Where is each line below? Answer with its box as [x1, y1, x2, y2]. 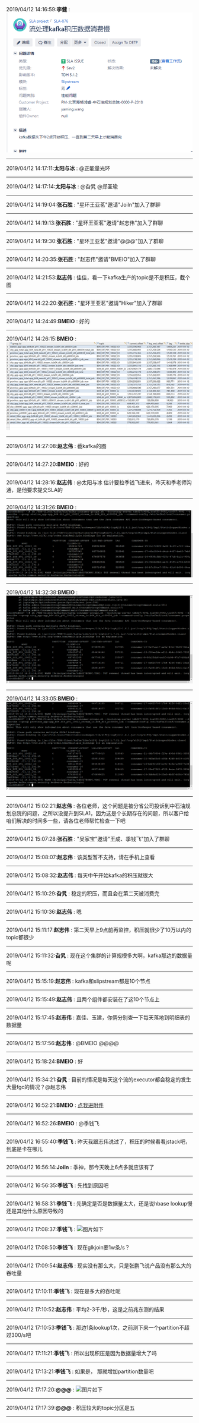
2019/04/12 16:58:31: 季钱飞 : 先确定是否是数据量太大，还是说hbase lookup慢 [6, 1200, 192, 1207]
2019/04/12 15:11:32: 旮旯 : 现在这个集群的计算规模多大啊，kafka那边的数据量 [6, 952, 192, 959]
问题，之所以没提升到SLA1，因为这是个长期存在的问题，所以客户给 [26, 809, 190, 816]
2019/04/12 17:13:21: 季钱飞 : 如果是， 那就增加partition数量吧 [6, 1368, 154, 1375]
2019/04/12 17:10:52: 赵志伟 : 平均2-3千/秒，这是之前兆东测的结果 [6, 1305, 165, 1312]
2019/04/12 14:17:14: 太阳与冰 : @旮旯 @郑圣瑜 [6, 183, 118, 190]
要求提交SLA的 [26, 486, 63, 493]
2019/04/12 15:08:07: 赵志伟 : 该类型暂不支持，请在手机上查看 [6, 853, 155, 860]
